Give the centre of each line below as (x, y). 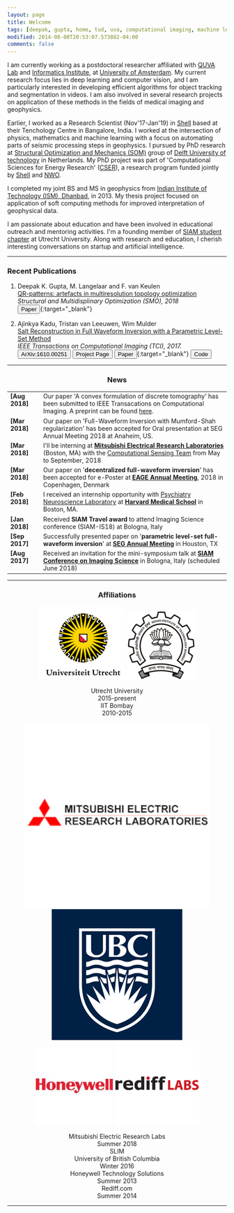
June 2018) (60, 568)
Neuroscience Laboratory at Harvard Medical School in (123, 502)
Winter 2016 (117, 1166)
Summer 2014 (117, 1196)
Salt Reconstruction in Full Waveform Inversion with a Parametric (110, 331)
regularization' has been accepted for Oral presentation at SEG (133, 428)
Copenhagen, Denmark (76, 485)
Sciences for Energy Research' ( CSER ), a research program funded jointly (113, 168)
